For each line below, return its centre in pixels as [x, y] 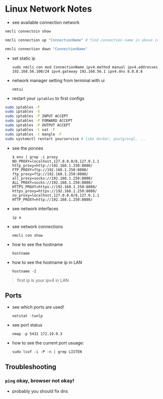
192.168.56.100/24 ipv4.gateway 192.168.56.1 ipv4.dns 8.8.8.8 [77, 71]
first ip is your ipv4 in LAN [43, 280]
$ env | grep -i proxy [35, 157]
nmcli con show [27, 235]
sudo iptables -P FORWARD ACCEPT [39, 121]
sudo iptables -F [23, 107]
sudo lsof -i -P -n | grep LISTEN [47, 352]
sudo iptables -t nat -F [30, 130]
